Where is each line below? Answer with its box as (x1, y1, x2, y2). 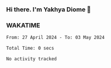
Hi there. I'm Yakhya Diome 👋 (6, 5, 91, 14)
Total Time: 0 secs (6, 46, 55, 51)
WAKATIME (6, 21, 40, 29)
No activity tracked (6, 56, 58, 61)
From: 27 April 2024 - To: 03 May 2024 (6, 35, 105, 41)
